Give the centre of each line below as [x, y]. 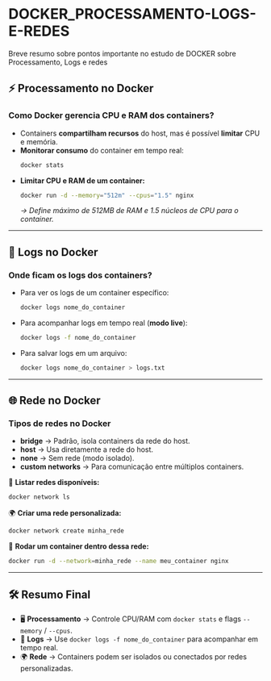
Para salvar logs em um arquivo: [73, 353]
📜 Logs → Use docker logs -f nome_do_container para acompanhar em [139, 639]
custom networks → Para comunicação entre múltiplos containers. [132, 467]
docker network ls [39, 497]
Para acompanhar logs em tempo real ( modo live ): [104, 323]
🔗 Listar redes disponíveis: [54, 483]
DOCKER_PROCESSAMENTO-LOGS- [132, 14]
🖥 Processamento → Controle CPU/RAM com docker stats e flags [131, 619]
